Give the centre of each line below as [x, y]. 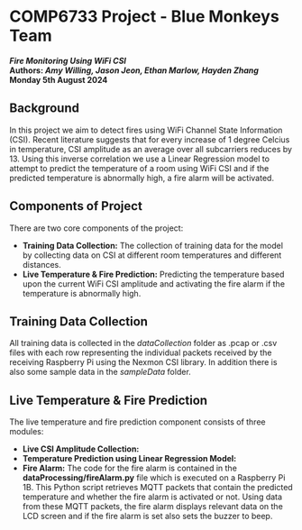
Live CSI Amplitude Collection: [81, 449]
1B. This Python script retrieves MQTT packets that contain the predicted [157, 488]
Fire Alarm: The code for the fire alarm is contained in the [129, 468]
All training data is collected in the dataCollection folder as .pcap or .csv [143, 343]
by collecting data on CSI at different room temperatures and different [152, 255]
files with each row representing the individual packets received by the [141, 352]
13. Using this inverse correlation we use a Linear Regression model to [140, 159]
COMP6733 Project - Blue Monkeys [144, 17]
